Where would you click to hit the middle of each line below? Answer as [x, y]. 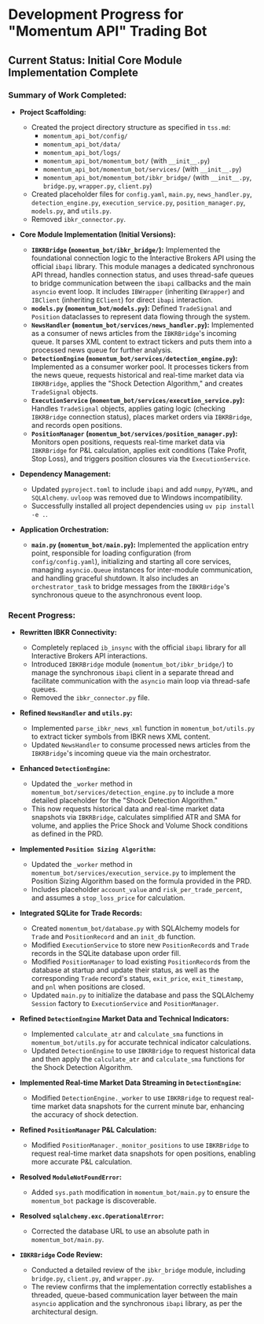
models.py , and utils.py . [71, 211]
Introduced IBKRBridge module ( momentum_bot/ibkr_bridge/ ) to [132, 664]
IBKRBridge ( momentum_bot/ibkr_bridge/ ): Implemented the [126, 249]
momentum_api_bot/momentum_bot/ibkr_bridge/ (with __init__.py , [147, 177]
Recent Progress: [42, 615]
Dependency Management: [65, 474]
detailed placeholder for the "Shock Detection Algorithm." [125, 801]
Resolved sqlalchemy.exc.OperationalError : [92, 1216]
